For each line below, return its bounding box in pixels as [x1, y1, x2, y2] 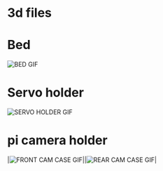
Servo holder [7, 85, 84, 101]
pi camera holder [7, 132, 108, 149]
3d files [7, 5, 52, 21]
